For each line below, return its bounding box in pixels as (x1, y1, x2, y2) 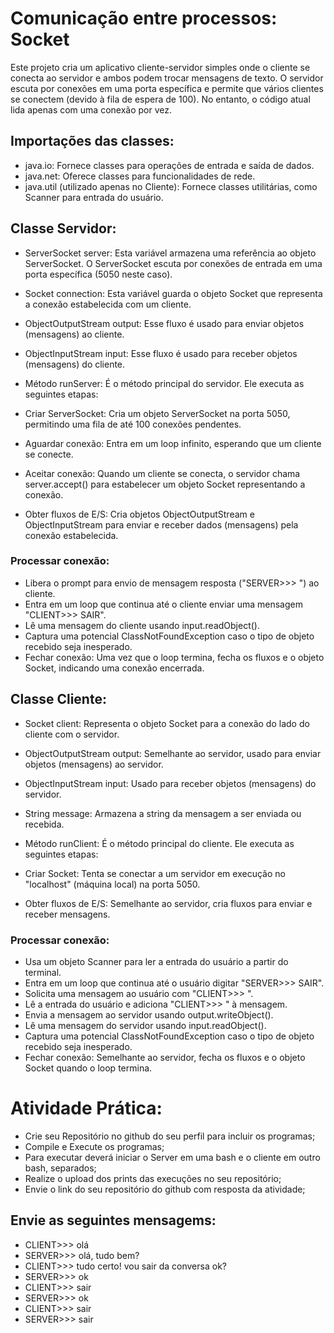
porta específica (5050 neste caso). (24, 268, 173, 280)
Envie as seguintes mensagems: (10, 1212, 217, 1229)
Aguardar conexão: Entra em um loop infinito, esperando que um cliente (24, 437, 322, 449)
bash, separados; (24, 1162, 97, 1174)
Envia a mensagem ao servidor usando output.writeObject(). (24, 1008, 274, 1021)
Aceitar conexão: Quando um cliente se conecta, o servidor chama (24, 467, 301, 479)
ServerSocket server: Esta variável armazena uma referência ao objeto (24, 247, 317, 259)
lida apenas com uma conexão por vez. (10, 103, 172, 116)
